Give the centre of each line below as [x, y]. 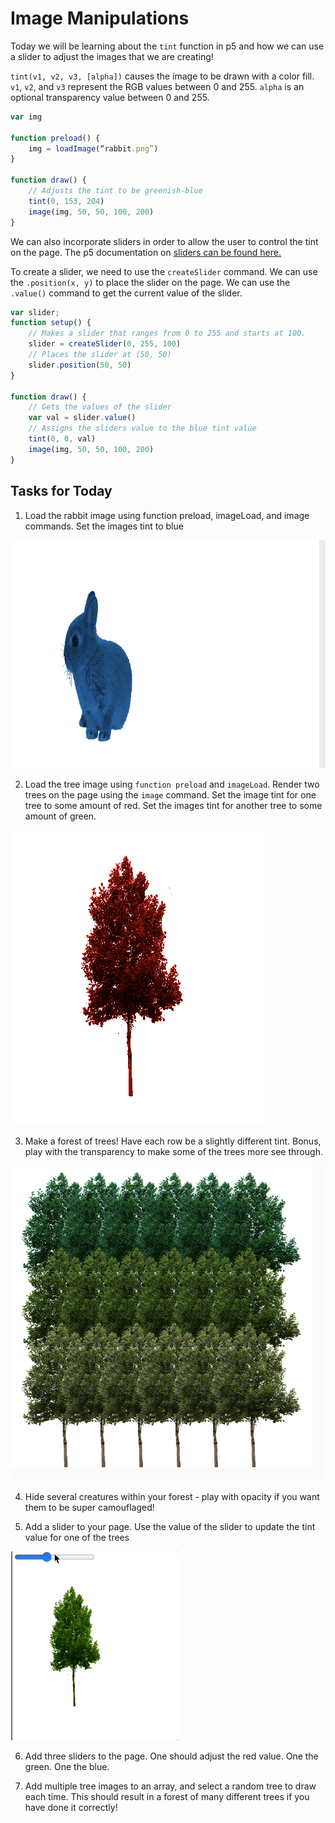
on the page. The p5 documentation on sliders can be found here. [146, 252]
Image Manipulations [100, 18]
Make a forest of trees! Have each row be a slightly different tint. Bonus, [173, 1141]
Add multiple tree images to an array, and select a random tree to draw [170, 1786]
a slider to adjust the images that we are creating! [112, 56]
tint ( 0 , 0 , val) [62, 439]
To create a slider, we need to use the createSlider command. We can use [164, 271]
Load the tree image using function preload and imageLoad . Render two [172, 784]
